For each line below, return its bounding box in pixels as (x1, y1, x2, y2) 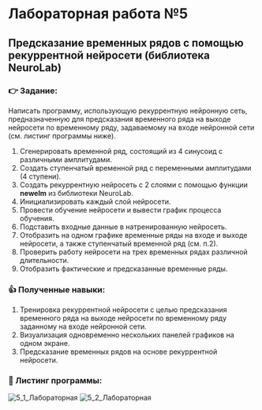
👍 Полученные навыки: (8, 284, 106, 295)
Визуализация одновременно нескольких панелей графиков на (19, 330, 234, 340)
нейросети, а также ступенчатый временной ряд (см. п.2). (19, 239, 219, 248)
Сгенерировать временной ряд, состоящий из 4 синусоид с (19, 146, 223, 156)
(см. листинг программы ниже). (8, 131, 116, 141)
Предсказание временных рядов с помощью (8, 36, 245, 50)
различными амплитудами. (19, 155, 112, 164)
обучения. (19, 213, 54, 223)
